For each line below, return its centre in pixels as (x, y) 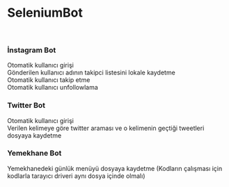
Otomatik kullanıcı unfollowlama (53, 88)
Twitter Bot (26, 106)
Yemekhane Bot (34, 153)
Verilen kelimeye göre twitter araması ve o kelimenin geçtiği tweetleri (106, 128)
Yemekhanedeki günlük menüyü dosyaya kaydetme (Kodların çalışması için (115, 168)
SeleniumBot (45, 13)
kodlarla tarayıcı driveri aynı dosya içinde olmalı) (76, 176)
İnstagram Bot (32, 50)
